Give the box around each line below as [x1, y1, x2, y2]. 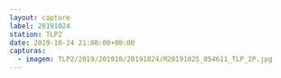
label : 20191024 [9, 22, 70, 30]
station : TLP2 [9, 30, 63, 39]
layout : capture [9, 13, 70, 22]
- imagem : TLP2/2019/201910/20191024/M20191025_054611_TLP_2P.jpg [17, 55, 273, 64]
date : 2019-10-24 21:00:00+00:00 [9, 38, 136, 48]
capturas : [9, 47, 47, 56]
